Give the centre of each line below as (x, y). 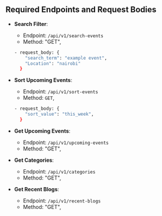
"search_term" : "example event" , (66, 58)
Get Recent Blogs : (37, 189)
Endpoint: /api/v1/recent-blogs (62, 201)
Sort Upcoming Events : (43, 80)
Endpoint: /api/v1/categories (59, 171)
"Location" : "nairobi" (53, 63)
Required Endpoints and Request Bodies (81, 10)
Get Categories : (34, 160)
